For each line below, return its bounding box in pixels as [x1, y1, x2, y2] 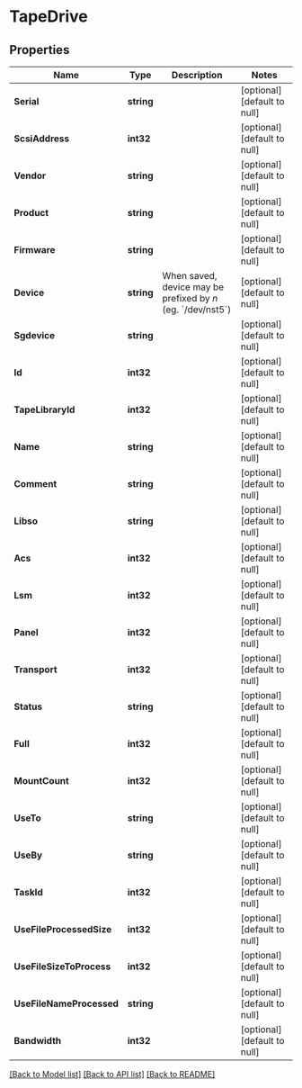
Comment [13, 478, 58, 490]
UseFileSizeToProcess [13, 960, 111, 973]
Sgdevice [13, 329, 56, 341]
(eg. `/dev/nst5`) [162, 303, 232, 316]
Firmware [13, 244, 56, 256]
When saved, [162, 270, 218, 282]
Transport [13, 663, 58, 676]
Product [13, 207, 49, 219]
